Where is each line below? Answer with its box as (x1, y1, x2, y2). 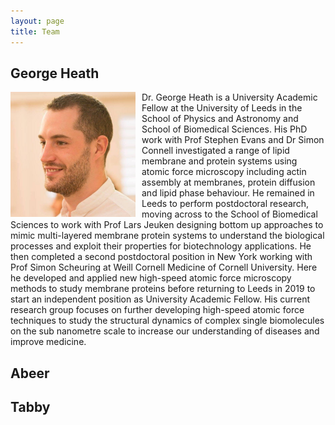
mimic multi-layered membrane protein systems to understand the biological (10, 230, 325, 242)
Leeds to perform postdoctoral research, (141, 198, 310, 210)
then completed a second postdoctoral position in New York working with (10, 251, 313, 263)
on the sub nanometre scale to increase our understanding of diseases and (10, 325, 320, 337)
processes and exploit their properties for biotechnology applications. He (10, 240, 312, 252)
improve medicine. (10, 336, 87, 348)
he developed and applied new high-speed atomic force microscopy (10, 272, 292, 284)
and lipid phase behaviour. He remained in (141, 187, 315, 199)
